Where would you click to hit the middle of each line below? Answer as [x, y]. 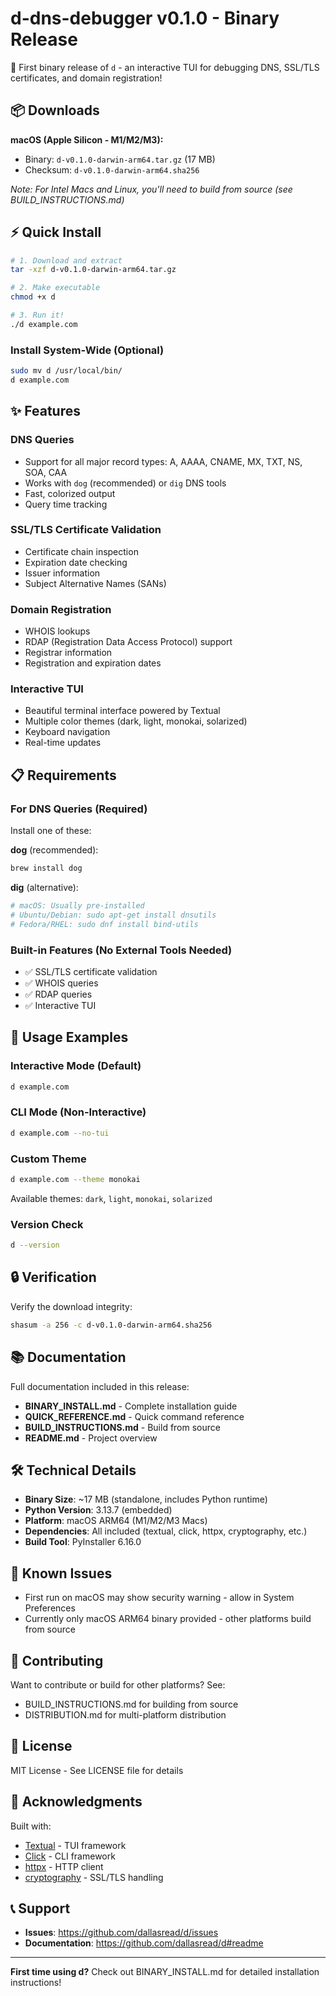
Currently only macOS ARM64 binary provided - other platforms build [168, 1619]
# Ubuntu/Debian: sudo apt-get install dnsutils [113, 915]
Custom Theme [48, 1159]
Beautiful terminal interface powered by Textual [122, 711]
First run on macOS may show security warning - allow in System [159, 1598]
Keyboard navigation [67, 732]
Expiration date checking [76, 562]
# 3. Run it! [37, 315]
